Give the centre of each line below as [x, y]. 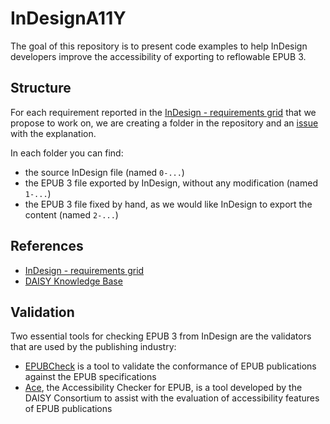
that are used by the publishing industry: [93, 347]
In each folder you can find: [67, 153]
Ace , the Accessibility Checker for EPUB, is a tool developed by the [163, 388]
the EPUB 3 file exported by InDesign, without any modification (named [171, 183]
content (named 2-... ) [71, 214]
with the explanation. [53, 133]
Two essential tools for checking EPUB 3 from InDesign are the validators [161, 336]
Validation [42, 312]
